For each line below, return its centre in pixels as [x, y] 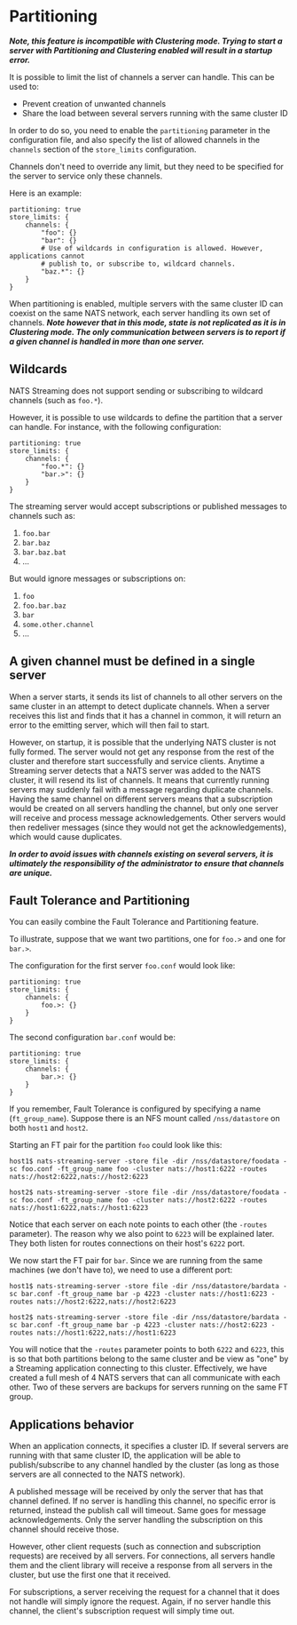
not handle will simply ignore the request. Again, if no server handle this [140, 1602]
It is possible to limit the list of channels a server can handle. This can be [142, 76]
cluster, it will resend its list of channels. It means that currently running [140, 780]
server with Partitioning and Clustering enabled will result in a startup [141, 50]
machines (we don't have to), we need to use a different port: [121, 1270]
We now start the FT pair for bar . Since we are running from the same [136, 1261]
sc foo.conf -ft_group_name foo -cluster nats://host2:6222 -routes [138, 1200]
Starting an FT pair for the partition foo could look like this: [116, 1145]
